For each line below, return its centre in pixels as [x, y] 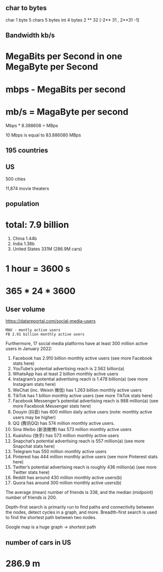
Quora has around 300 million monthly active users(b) [67, 483]
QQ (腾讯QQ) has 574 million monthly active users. [64, 423]
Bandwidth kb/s [30, 36]
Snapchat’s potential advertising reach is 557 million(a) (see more [79, 441]
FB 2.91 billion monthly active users [45, 334]
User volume [25, 309]
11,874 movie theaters [27, 188]
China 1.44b [25, 239]
